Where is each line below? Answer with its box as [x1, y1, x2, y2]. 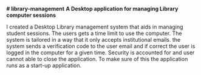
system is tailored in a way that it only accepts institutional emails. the [6, 36, 181, 43]
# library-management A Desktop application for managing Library [6, 5, 179, 12]
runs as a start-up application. [6, 62, 82, 69]
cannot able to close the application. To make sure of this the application [6, 56, 188, 62]
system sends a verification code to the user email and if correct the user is [6, 42, 196, 50]
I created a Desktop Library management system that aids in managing [6, 24, 183, 30]
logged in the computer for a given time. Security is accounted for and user [6, 49, 195, 56]
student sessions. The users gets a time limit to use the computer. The [6, 30, 182, 37]
